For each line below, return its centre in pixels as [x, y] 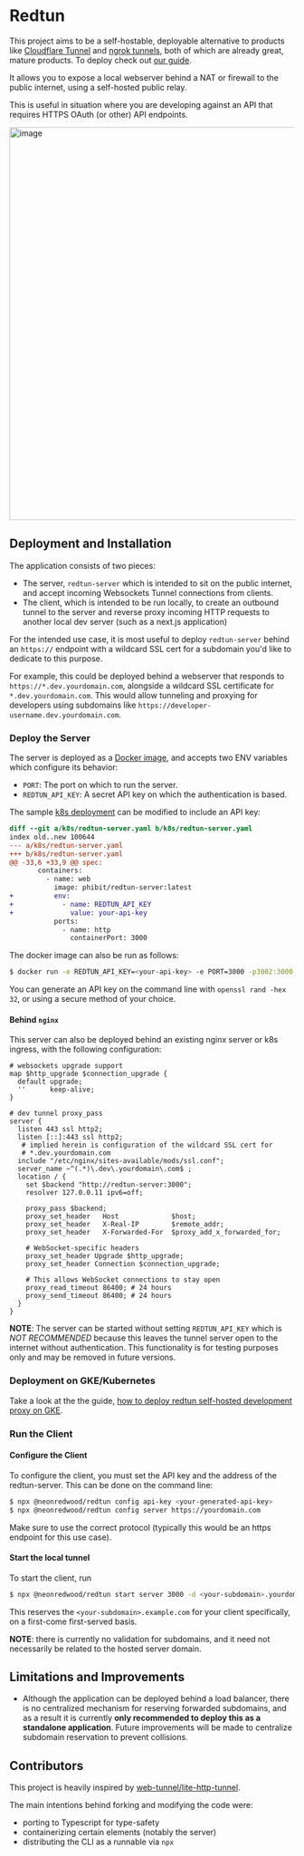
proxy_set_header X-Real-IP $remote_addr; [125, 1225]
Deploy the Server [50, 737]
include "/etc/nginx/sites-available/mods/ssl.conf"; [121, 1161]
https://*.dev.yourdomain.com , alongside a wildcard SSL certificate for [142, 686]
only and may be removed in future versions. [93, 1357]
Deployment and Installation [90, 544]
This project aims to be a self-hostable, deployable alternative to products [147, 41]
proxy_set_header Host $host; [111, 1216]
